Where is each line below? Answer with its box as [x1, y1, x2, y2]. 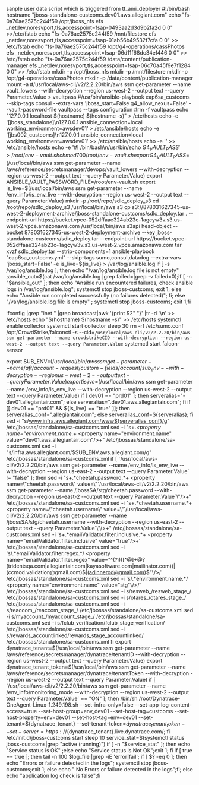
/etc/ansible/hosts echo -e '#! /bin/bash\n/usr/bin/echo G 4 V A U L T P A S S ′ [6, 144, 180, 152]
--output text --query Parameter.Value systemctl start [24, 340, 162, 347]
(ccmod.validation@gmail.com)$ [6, 569, 86, 576]
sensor [6, 346, 23, 353]
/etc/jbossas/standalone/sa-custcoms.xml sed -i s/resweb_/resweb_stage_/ [6, 588, 192, 595]
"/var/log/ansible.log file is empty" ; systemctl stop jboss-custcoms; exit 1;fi [6, 298, 191, 305]
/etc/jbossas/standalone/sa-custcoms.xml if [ [6, 455, 118, 463]
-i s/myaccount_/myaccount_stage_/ [6, 613, 95, 620]
